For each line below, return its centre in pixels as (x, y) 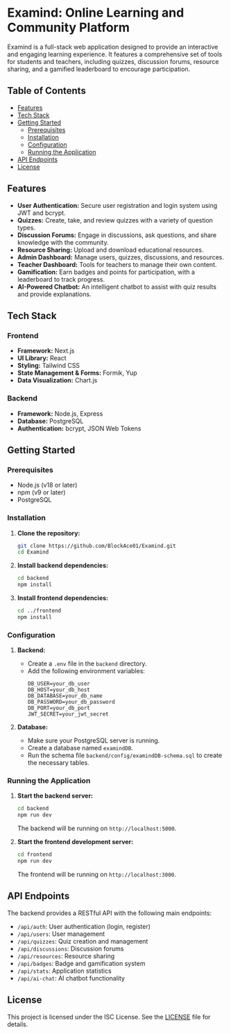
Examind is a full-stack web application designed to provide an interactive (113, 47)
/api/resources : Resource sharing (66, 956)
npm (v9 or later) (41, 492)
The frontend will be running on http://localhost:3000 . (96, 874)
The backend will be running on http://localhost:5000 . (97, 828)
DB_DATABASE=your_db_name (65, 696)
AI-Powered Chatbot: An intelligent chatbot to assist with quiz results (117, 286)
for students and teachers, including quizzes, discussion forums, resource (113, 61)
